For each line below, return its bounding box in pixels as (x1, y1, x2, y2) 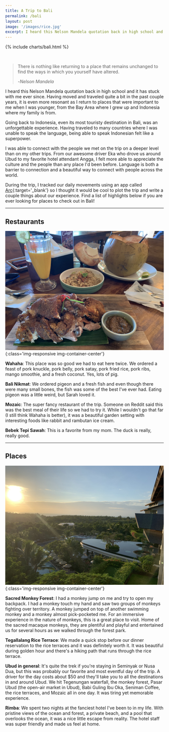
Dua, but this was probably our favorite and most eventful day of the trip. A (5, 668, 160, 674)
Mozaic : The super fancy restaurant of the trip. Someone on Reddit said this (5, 401, 163, 407)
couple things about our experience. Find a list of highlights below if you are (5, 193, 163, 199)
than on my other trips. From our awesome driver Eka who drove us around (5, 151, 161, 157)
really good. (5, 433, 30, 439)
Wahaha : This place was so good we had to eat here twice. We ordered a (5, 360, 157, 367)
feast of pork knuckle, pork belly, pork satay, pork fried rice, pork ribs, (5, 365, 151, 372)
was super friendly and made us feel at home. (5, 721, 101, 727)
